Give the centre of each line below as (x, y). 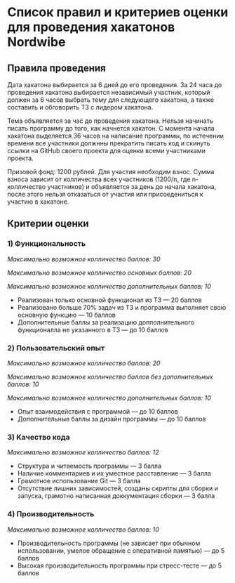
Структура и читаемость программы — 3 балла (89, 466)
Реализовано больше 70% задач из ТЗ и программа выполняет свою (122, 307)
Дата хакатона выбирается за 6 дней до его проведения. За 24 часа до (115, 85)
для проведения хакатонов (91, 27)
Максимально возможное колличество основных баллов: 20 (99, 273)
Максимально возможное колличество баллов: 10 (83, 529)
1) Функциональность (47, 244)
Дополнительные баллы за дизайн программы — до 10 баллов (112, 419)
